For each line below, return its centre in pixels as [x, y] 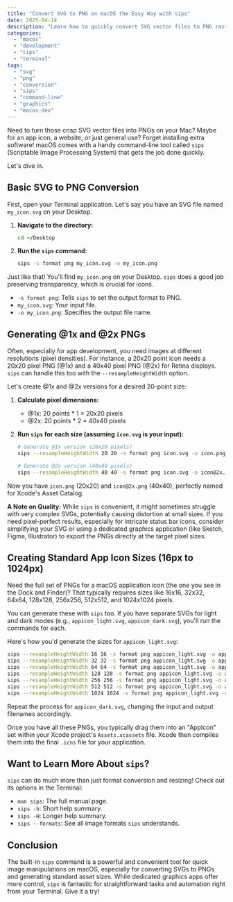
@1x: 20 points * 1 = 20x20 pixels [75, 414]
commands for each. [37, 628]
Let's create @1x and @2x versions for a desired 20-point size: [97, 386]
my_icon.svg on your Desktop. [50, 212]
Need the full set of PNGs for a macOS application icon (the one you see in [114, 585]
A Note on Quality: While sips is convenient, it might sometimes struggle [112, 507]
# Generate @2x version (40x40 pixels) [75, 466]
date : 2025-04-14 [32, 20]
